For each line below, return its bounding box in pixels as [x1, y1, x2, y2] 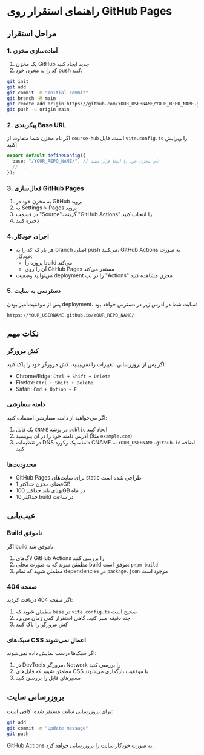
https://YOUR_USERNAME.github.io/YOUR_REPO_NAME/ [7, 312, 135, 318]
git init [7, 78, 29, 84]
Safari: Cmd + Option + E [15, 385, 77, 392]
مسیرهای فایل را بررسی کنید [15, 674, 81, 682]
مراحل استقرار [7, 28, 57, 39]
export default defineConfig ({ [7, 153, 86, 159]
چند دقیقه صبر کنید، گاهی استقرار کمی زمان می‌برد [15, 615, 131, 622]
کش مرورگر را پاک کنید [15, 621, 68, 628]
